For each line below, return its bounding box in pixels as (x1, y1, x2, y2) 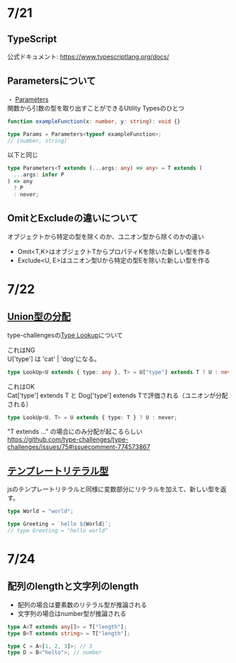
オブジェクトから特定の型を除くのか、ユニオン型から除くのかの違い (7, 232, 204, 241)
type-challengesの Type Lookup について (7, 331, 123, 339)
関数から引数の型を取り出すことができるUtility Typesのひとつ (7, 103, 185, 112)
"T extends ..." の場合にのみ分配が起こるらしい (7, 427, 143, 436)
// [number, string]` (7, 137, 71, 144)
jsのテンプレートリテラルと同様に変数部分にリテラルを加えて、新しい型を (7, 485, 221, 493)
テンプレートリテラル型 (7, 465, 109, 476)
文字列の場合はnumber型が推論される (17, 609, 126, 617)
